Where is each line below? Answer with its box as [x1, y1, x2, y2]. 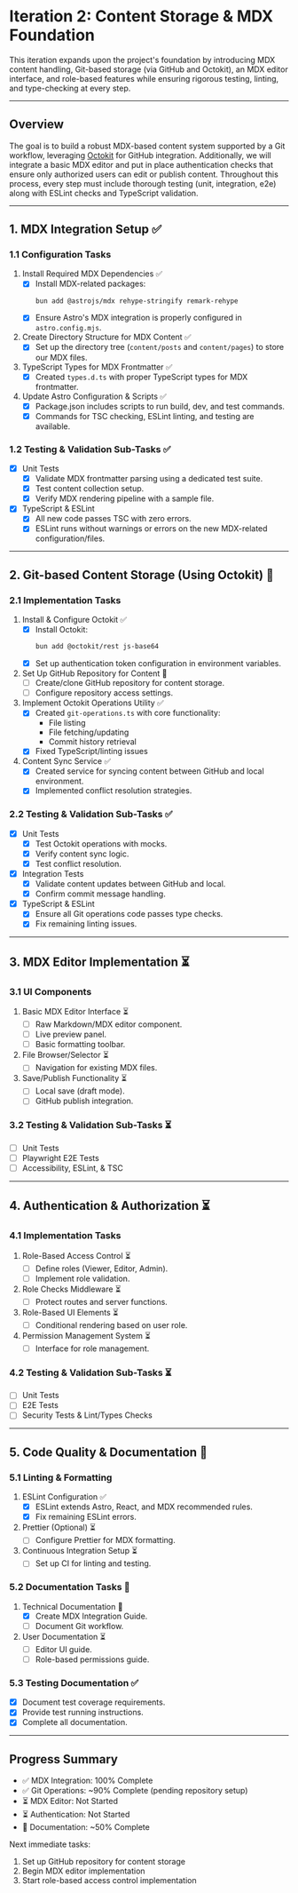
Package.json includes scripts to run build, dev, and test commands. [35, 401, 286, 411]
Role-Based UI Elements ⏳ [21, 1307, 119, 1317]
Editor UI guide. [35, 1643, 93, 1654]
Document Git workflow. [35, 1620, 124, 1631]
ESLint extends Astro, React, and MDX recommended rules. [35, 1501, 253, 1512]
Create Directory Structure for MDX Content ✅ [21, 331, 192, 343]
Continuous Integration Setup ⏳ [21, 1546, 137, 1556]
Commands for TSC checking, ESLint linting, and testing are [35, 410, 255, 421]
